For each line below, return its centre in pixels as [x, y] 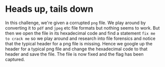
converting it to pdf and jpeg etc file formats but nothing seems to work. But [82, 28]
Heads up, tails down [49, 9]
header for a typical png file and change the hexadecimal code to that [76, 49]
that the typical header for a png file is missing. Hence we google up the [79, 43]
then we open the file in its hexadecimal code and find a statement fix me [80, 33]
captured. [15, 59]
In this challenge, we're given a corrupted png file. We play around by [76, 23]
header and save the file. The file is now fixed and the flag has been [74, 54]
